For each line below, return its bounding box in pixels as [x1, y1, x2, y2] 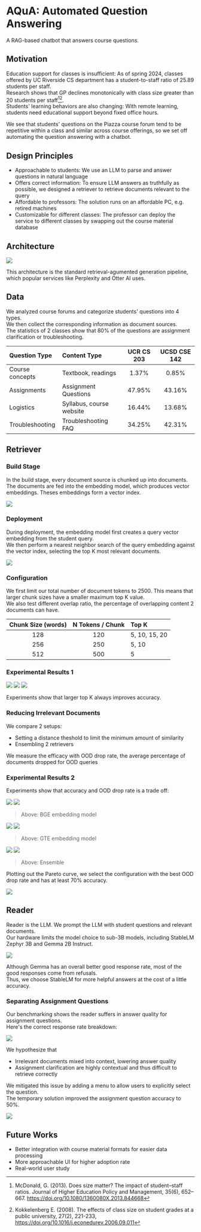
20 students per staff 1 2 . [6, 95, 64, 104]
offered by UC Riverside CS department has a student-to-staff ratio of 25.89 [6, 76, 194, 83]
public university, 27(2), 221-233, [14, 1212, 97, 1219]
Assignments [9, 386, 46, 394]
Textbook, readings [62, 369, 117, 377]
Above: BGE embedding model [20, 811, 97, 818]
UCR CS [127, 347, 151, 355]
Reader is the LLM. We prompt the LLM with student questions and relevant [6, 921, 193, 928]
